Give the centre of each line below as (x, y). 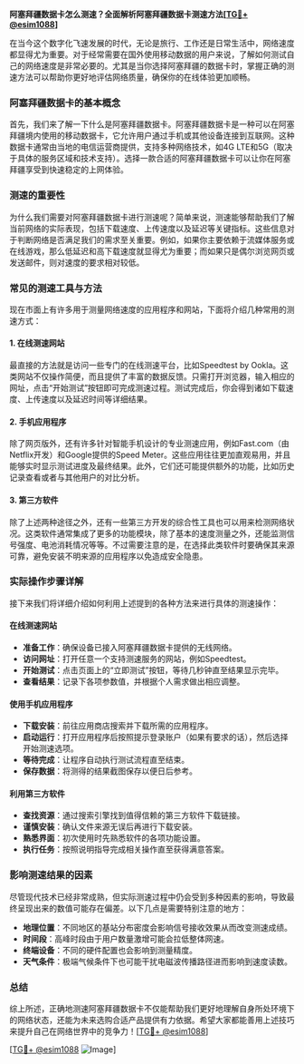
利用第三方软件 (37, 794)
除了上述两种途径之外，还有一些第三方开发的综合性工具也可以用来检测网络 (148, 522)
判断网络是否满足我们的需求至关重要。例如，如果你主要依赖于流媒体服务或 (156, 239)
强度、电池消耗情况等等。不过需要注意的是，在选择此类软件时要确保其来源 (156, 544)
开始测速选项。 (50, 748)
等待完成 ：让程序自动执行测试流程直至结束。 (106, 760)
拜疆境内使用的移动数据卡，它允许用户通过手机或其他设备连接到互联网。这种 (152, 136)
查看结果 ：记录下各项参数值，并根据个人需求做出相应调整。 (133, 681)
